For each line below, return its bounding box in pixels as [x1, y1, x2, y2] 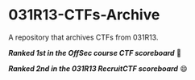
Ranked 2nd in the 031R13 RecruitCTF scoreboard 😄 [8, 63, 188, 74]
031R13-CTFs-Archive [8, 6, 160, 24]
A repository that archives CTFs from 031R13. [8, 32, 159, 42]
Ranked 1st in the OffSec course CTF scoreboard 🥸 [8, 48, 181, 57]
